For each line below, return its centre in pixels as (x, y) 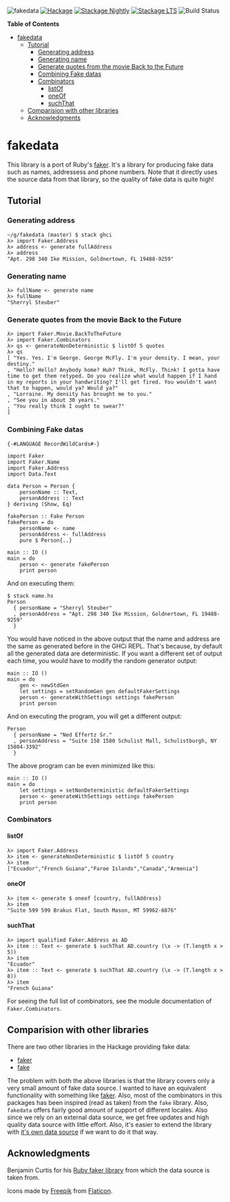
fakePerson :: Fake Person (46, 516)
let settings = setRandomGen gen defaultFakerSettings (100, 691)
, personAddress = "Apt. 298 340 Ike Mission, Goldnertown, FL (106, 614)
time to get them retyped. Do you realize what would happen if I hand (112, 376)
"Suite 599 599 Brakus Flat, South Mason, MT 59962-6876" (92, 910)
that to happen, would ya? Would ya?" (63, 388)
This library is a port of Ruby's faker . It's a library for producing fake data (110, 165)
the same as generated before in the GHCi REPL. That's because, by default (115, 646)
